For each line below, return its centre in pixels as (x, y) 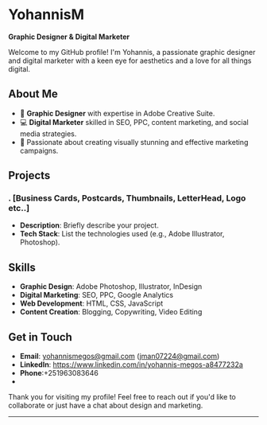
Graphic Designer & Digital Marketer (69, 37)
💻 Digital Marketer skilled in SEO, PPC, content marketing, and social (134, 122)
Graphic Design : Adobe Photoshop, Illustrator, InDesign (111, 287)
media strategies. (48, 134)
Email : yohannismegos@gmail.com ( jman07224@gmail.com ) (120, 357)
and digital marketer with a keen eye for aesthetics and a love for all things (130, 60)
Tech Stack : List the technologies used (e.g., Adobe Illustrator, (122, 234)
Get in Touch (41, 337)
